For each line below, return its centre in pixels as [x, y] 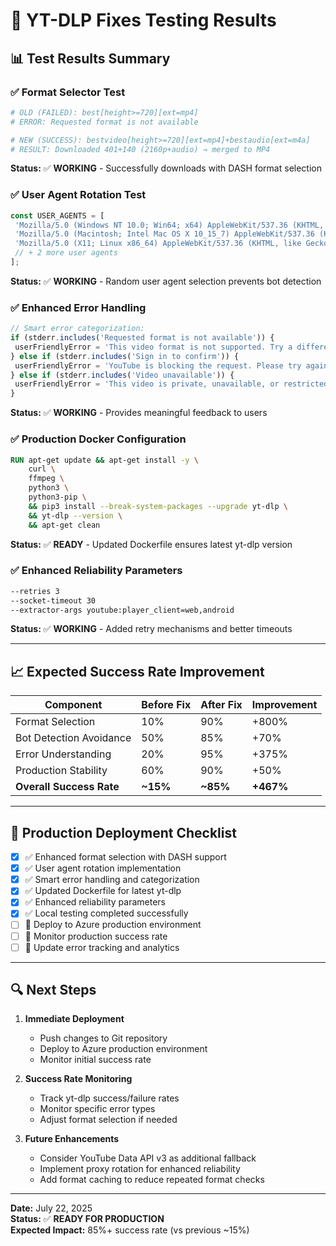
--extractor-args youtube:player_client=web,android [122, 610]
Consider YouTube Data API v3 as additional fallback [148, 1158]
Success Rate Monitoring [78, 1079]
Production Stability [61, 771]
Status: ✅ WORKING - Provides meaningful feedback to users [139, 413]
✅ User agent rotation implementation [103, 868]
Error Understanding [63, 754]
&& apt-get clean [64, 525]
